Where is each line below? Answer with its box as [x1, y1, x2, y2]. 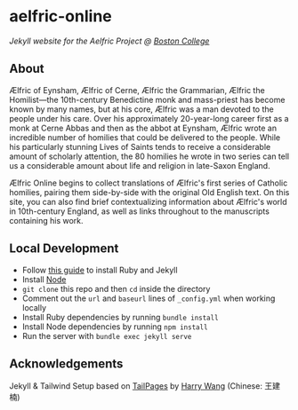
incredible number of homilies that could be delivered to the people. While [9, 131, 281, 143]
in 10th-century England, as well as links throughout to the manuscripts [9, 206, 270, 217]
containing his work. [9, 215, 84, 225]
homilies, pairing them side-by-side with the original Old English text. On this [9, 186, 290, 197]
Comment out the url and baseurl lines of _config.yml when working [21, 293, 276, 304]
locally [21, 302, 47, 312]
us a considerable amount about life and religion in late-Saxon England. [9, 160, 270, 170]
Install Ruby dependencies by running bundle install [21, 311, 220, 322]
